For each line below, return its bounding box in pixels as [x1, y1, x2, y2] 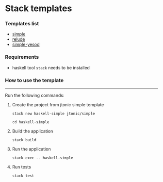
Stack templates [5, 3, 72, 14]
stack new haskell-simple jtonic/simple [12, 111, 95, 116]
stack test [12, 173, 34, 179]
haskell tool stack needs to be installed [12, 65, 90, 70]
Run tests [12, 164, 32, 170]
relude [12, 36, 25, 42]
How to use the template [5, 77, 64, 83]
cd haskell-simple [12, 120, 49, 125]
